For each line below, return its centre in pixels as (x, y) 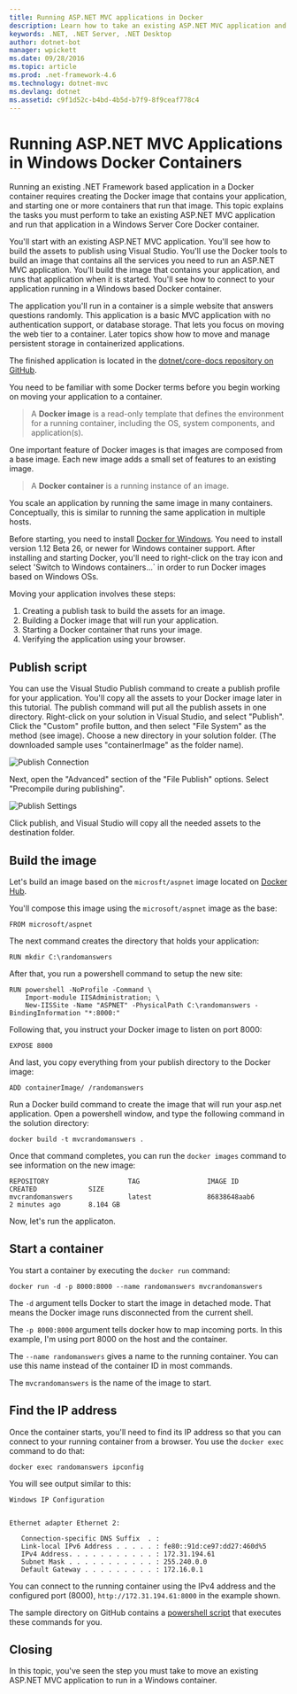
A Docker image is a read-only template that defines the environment (157, 414)
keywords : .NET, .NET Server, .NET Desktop (91, 34)
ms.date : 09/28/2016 (47, 58)
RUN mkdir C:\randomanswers (61, 957)
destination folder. (42, 833)
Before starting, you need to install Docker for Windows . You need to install (146, 539)
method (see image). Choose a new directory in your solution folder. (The (143, 735)
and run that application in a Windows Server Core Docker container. (134, 225)
